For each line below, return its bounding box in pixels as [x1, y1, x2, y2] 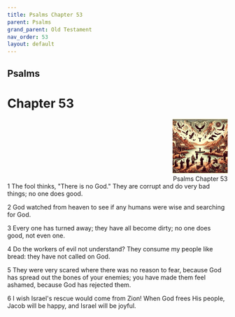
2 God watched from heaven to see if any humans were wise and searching [7, 203, 225, 212]
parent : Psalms [7, 18, 52, 26]
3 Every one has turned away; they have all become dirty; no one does [7, 224, 211, 233]
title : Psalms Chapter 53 [7, 11, 83, 18]
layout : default [7, 40, 55, 48]
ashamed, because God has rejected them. [7, 281, 131, 289]
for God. [7, 210, 31, 219]
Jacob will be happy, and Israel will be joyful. [7, 302, 136, 310]
